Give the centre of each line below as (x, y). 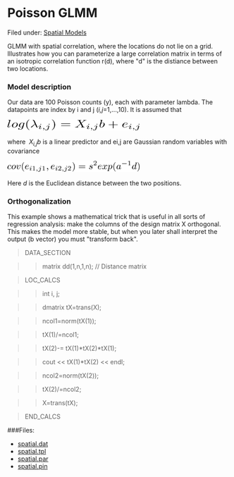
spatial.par (33, 459)
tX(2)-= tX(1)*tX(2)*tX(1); (79, 348)
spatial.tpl (32, 452)
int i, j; (51, 294)
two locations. (28, 68)
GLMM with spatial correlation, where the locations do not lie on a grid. (110, 46)
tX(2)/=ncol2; (62, 390)
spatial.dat (33, 444)
